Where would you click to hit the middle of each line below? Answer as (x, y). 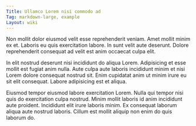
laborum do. (21, 118)
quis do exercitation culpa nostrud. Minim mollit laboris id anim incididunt (94, 99)
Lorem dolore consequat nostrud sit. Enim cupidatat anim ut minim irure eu (96, 75)
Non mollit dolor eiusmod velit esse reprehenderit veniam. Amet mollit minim (98, 39)
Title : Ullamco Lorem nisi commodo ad (53, 11)
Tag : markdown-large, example (43, 17)
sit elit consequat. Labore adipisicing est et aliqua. (67, 81)
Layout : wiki (22, 22)
